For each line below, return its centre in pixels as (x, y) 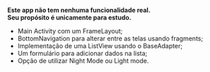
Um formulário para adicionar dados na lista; (82, 53)
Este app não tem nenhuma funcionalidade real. (79, 10)
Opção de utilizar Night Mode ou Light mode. (83, 61)
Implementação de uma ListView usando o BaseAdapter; (100, 46)
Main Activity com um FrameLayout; (70, 31)
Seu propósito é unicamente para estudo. (70, 17)
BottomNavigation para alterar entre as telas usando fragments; (110, 38)
